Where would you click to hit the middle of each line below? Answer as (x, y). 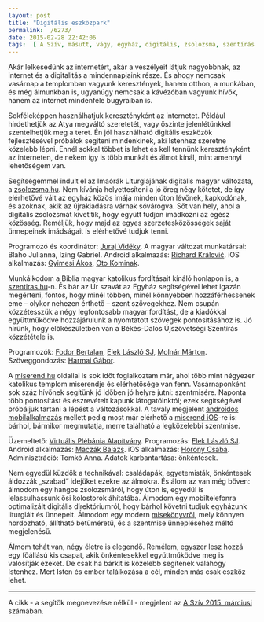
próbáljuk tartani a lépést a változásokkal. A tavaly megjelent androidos (123, 409)
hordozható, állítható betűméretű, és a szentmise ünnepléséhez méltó (121, 523)
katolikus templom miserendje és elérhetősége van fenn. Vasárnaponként (127, 384)
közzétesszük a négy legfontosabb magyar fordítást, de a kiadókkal (117, 312)
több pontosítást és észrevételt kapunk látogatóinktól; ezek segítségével (125, 401)
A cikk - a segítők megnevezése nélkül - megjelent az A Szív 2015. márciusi (130, 603)
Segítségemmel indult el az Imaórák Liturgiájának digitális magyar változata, (131, 181)
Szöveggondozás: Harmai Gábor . (62, 361)
